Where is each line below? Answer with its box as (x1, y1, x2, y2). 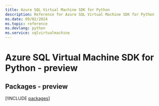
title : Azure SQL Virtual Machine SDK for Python (5, 7, 110, 12)
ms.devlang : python (5, 26, 46, 31)
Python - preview (5, 63, 78, 74)
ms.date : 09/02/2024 (5, 16, 48, 21)
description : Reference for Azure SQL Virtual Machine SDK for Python (5, 12, 155, 17)
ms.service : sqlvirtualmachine (5, 30, 70, 35)
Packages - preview (5, 82, 68, 91)
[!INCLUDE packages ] (5, 96, 50, 101)
